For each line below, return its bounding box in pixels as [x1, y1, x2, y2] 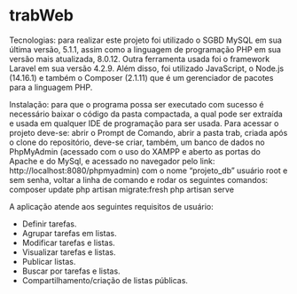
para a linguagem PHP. [9, 82, 93, 92]
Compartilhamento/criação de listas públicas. [21, 274, 189, 285]
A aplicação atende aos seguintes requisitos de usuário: [9, 201, 215, 211]
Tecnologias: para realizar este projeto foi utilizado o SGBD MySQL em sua [9, 35, 282, 45]
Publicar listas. [21, 256, 76, 266]
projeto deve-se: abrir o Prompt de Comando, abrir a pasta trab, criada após [9, 127, 288, 138]
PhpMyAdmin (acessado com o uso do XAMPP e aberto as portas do [9, 146, 262, 156]
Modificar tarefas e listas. [21, 237, 115, 248]
